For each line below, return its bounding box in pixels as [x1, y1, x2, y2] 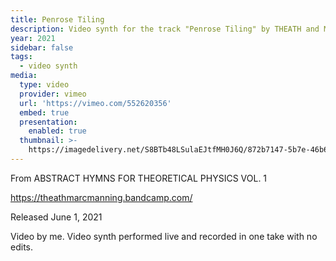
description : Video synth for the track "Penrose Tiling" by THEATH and [10, 24, 320, 34]
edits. [10, 241, 33, 253]
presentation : [19, 117, 78, 127]
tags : [10, 52, 33, 62]
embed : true [19, 107, 70, 118]
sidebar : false [10, 42, 74, 53]
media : [10, 71, 38, 81]
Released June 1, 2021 [10, 211, 103, 223]
